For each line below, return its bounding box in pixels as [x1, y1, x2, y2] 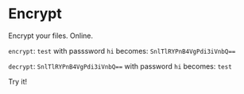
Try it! [8, 77, 28, 86]
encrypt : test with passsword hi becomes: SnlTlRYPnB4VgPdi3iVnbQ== [8, 46, 236, 55]
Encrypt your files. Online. [8, 31, 94, 40]
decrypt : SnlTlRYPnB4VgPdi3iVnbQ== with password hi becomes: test [8, 61, 232, 71]
